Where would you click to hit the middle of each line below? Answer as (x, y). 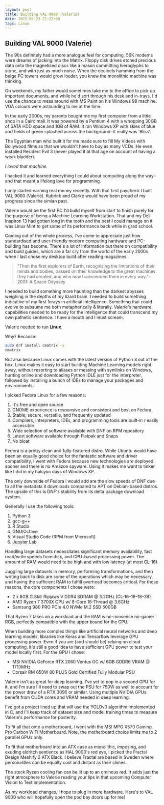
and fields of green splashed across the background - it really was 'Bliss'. (78, 132)
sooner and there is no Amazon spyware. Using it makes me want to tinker (80, 466)
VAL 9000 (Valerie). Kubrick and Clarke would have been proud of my (75, 196)
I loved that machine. (26, 166)
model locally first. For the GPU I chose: (45, 652)
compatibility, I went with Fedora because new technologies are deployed (79, 461)
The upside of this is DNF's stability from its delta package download (75, 491)
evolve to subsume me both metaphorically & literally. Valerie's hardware (78, 307)
